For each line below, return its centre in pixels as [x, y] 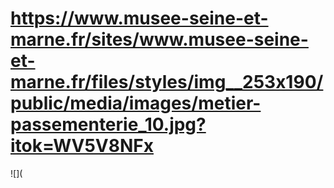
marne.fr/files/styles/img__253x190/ [167, 82]
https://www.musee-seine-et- [139, 18]
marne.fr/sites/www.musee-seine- [159, 39]
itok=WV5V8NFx [82, 146]
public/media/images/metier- [136, 103]
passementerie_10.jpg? [108, 124]
